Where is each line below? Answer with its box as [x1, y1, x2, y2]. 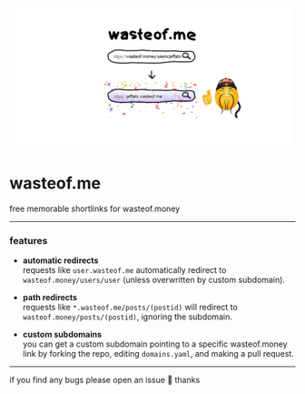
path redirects [22, 292, 78, 303]
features [9, 234, 48, 247]
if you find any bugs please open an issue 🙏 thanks [9, 375, 201, 386]
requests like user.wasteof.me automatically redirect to [22, 265, 227, 276]
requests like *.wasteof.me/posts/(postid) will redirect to [22, 302, 238, 313]
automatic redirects [22, 255, 99, 266]
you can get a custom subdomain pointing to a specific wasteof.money [22, 338, 288, 349]
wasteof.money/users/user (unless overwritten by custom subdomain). [22, 275, 286, 286]
